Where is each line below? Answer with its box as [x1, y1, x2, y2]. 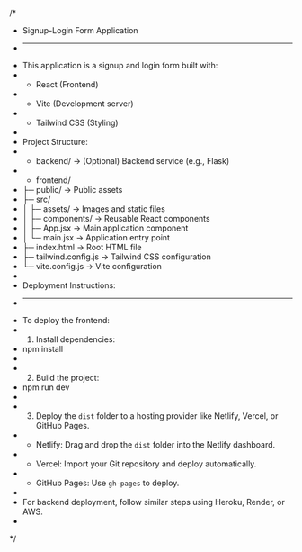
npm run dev [22, 382, 70, 393]
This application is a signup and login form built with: [22, 60, 218, 70]
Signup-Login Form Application [22, 25, 138, 35]
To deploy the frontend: [22, 315, 111, 325]
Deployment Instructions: [22, 280, 116, 291]
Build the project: [35, 373, 100, 383]
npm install [22, 344, 64, 354]
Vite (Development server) [35, 98, 134, 109]
